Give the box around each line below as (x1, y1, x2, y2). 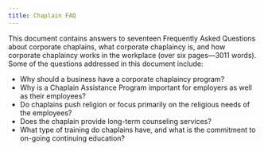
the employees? (19, 108, 72, 118)
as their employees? (19, 91, 86, 100)
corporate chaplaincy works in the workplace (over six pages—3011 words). (8, 50, 257, 60)
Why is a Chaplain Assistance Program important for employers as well (19, 83, 253, 92)
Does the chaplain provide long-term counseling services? (19, 116, 212, 126)
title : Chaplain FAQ (8, 11, 77, 20)
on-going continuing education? (19, 133, 126, 143)
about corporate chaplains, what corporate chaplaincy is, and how (8, 41, 226, 52)
